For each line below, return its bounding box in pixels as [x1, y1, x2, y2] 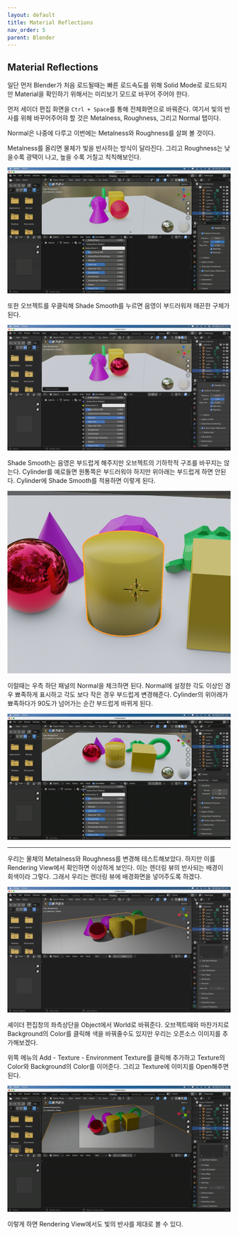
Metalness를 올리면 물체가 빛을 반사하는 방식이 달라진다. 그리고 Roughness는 [7, 144, 223, 153]
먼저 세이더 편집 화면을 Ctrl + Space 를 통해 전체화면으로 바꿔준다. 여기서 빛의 [7, 105, 223, 114]
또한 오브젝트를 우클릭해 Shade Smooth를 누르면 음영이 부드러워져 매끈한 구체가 [7, 301, 230, 310]
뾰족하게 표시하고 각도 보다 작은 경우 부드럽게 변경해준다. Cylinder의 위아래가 [14, 690, 228, 699]
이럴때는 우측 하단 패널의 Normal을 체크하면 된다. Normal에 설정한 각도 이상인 [7, 681, 224, 690]
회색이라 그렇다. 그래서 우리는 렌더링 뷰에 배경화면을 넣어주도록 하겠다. [7, 872, 202, 881]
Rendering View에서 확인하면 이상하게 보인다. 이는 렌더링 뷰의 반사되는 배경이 [7, 863, 224, 871]
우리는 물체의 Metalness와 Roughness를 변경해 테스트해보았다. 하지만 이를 [7, 854, 216, 863]
